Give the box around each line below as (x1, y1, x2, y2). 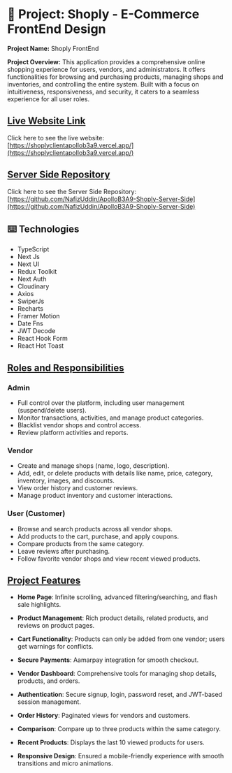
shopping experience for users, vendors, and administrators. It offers (7, 65, 206, 73)
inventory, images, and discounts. (17, 476, 115, 485)
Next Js (17, 253, 41, 261)
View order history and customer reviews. (17, 484, 138, 492)
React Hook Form (17, 334, 68, 343)
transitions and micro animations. (17, 759, 113, 767)
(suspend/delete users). (17, 406, 87, 415)
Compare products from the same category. (17, 539, 145, 547)
